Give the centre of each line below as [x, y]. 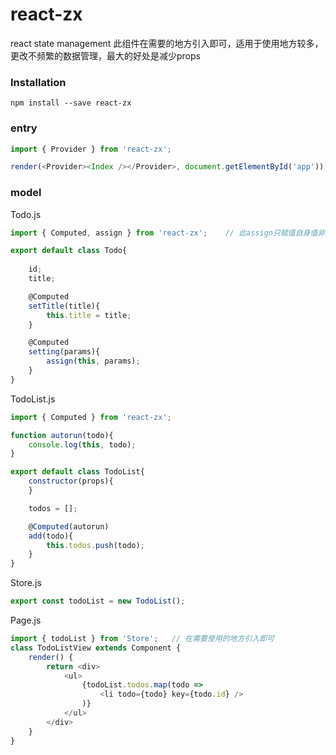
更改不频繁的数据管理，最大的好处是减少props [105, 55]
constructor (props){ [71, 481]
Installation [38, 82]
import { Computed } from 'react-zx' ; [91, 417]
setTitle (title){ [64, 306]
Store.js [26, 583]
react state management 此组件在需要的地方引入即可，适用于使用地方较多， [167, 43]
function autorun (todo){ [62, 435]
